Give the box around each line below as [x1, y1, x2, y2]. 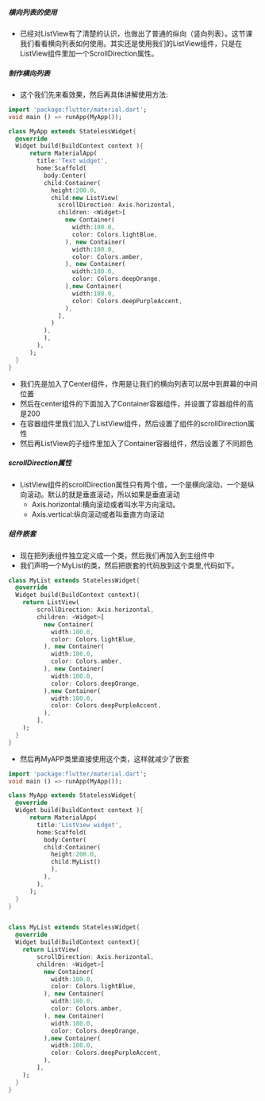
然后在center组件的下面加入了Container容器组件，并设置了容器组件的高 [19, 398, 254, 408]
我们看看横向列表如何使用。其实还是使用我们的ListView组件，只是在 [19, 38, 243, 48]
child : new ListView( [50, 194, 119, 202]
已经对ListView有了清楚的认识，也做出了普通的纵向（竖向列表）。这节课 [19, 29, 253, 38]
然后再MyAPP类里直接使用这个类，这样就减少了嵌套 [19, 754, 190, 764]
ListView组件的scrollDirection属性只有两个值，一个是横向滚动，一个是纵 [19, 479, 255, 489]
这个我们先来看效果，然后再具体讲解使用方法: [19, 90, 168, 99]
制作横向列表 [8, 68, 50, 78]
